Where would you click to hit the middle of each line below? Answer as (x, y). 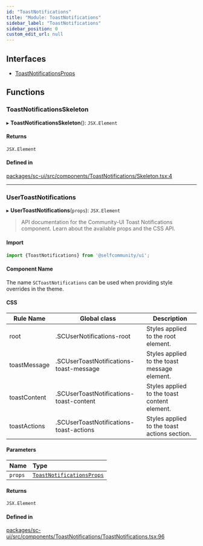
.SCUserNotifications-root (93, 336)
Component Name (30, 269)
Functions (26, 92)
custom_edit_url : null (35, 34)
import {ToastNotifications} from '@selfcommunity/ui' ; (78, 255)
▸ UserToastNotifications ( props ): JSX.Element (63, 210)
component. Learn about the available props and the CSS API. (98, 229)
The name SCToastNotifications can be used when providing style (89, 282)
